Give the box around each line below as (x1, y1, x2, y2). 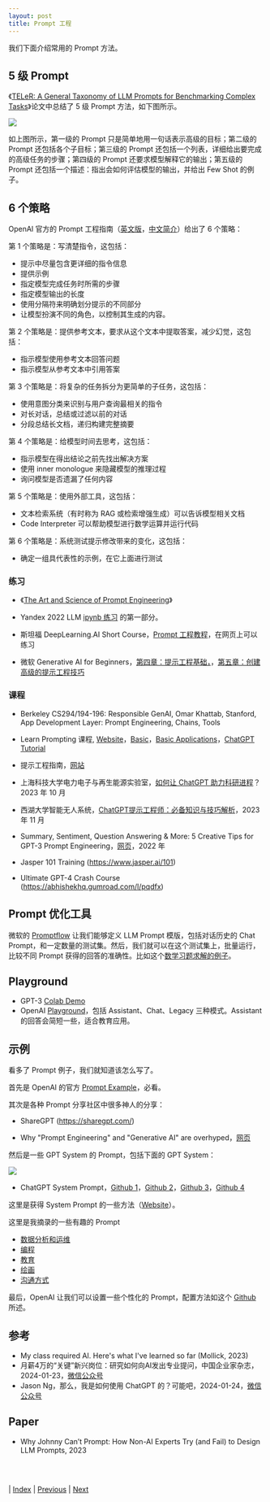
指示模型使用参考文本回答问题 (19, 355, 120, 364)
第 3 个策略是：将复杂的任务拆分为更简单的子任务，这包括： (8, 381, 209, 391)
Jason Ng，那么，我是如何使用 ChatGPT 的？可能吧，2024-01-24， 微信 (19, 1380, 262, 1391)
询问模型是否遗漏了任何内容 (19, 474, 114, 484)
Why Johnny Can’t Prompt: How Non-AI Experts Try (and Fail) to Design (19, 1436, 261, 1446)
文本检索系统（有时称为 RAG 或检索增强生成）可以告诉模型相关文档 (19, 509, 246, 519)
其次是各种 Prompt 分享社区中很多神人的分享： (8, 1099, 165, 1110)
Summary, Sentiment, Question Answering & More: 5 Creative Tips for (19, 831, 254, 841)
